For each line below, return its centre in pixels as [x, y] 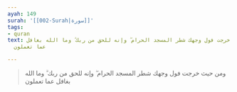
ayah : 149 [22, 14]
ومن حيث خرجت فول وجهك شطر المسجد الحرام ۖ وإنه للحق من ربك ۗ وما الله [125, 73]
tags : [15, 27]
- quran [19, 34]
